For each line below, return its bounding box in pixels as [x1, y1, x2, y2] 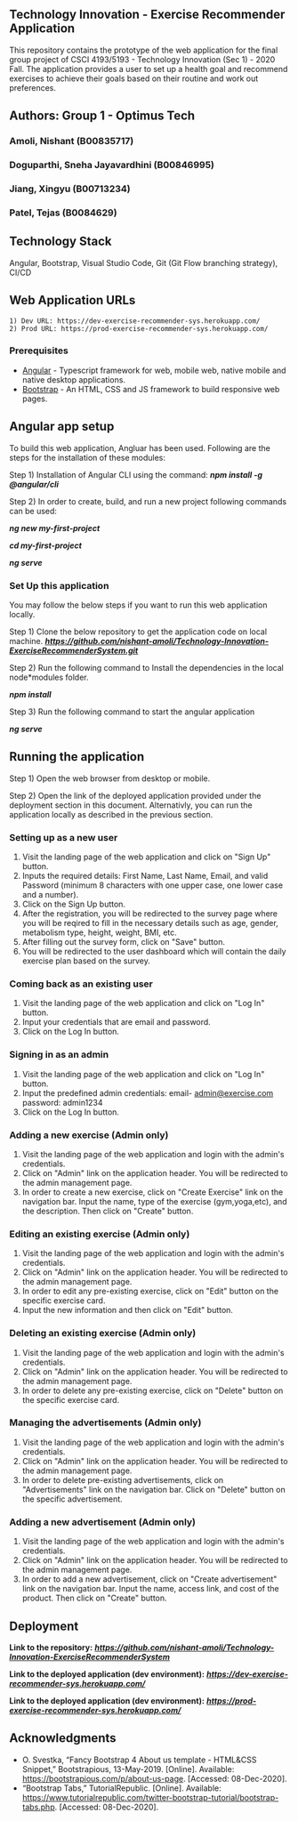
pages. [21, 393, 48, 404]
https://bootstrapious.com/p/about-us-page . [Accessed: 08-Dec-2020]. [21, 1773, 287, 1784]
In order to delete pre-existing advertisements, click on [21, 1474, 224, 1485]
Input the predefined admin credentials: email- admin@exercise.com [21, 1087, 274, 1098]
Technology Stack [9, 234, 112, 249]
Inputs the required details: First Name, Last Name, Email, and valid [21, 871, 269, 882]
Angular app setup [9, 419, 115, 434]
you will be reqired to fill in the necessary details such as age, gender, [21, 918, 278, 929]
